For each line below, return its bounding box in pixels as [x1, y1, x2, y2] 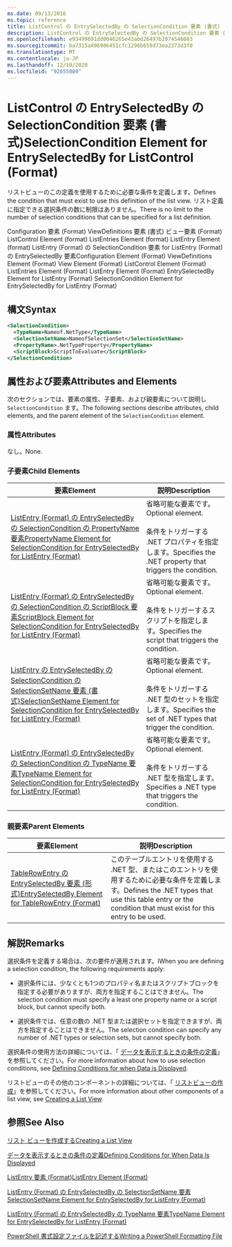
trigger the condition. [146, 722, 215, 732]
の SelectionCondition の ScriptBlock [10, 602, 129, 611]
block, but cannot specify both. [17, 1003, 106, 1011]
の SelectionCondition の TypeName [10, 758, 128, 768]
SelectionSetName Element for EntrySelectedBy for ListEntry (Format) [7, 1195, 206, 1203]
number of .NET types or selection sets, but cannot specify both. [17, 1033, 202, 1042]
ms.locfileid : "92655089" [7, 68, 81, 75]
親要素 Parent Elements [7, 821, 85, 831]
